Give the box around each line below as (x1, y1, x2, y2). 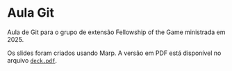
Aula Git (7, 5, 54, 21)
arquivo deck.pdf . (7, 56, 58, 64)
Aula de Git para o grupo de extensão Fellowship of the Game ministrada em (7, 28, 226, 36)
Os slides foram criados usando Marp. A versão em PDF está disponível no (7, 49, 222, 57)
